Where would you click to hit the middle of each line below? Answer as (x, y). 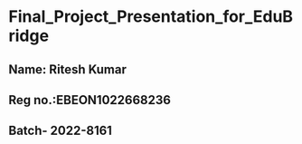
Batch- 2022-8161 (60, 131)
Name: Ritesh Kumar (68, 69)
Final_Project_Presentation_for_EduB (151, 17)
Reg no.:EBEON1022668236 (90, 100)
